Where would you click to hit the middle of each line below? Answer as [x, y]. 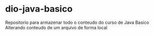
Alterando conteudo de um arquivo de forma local [56, 27]
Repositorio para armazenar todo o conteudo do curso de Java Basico [77, 22]
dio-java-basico [39, 9]
